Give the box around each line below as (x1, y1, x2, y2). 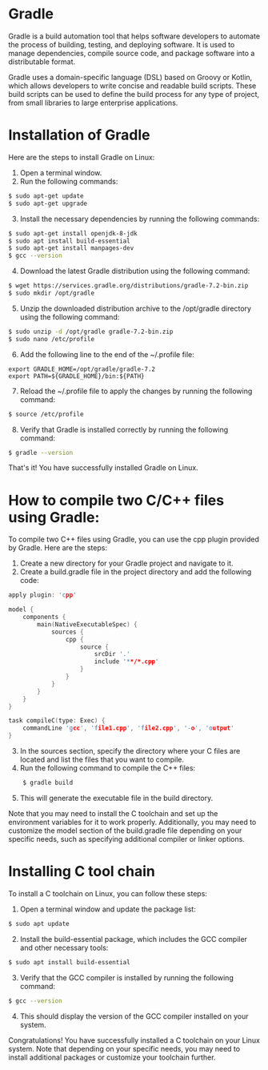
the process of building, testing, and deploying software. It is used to (8, 39, 235, 49)
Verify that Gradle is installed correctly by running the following (19, 424, 229, 434)
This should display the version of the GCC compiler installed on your (19, 1011, 250, 1021)
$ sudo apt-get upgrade (8, 199, 88, 207)
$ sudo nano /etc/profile (8, 335, 94, 343)
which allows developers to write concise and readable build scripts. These (8, 81, 257, 91)
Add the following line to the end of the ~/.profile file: (19, 349, 194, 359)
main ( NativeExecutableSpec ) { (37, 620, 138, 629)
